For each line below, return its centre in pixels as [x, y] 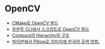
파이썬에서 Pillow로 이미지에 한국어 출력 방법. [56, 41]
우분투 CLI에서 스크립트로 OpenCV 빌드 [51, 29]
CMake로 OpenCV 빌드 [35, 23]
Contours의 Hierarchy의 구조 [41, 35]
